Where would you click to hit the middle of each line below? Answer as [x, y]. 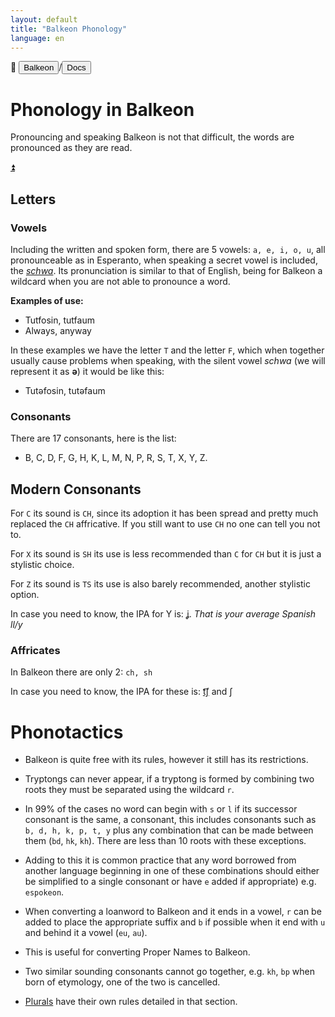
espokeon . [44, 892]
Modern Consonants [76, 489]
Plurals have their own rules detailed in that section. [131, 1002]
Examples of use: [47, 300]
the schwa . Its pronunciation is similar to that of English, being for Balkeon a [166, 270]
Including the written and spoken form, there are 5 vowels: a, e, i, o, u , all [168, 249]
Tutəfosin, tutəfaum [65, 390]
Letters [33, 199]
